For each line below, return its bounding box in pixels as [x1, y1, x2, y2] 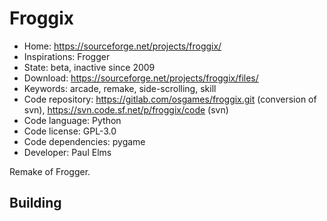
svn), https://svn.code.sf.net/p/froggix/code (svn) [23, 103, 229, 116]
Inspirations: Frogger [23, 50, 111, 62]
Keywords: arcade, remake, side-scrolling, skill [23, 82, 217, 94]
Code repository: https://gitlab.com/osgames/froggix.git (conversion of [23, 93, 317, 105]
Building [9, 195, 62, 212]
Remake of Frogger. [9, 165, 91, 177]
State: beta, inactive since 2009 [23, 61, 156, 73]
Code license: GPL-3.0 [23, 125, 117, 137]
